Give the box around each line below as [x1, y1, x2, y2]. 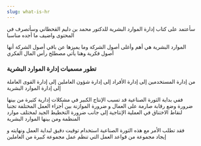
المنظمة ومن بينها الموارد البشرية [7, 115, 80, 122]
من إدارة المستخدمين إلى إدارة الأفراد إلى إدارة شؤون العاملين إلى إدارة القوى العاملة [7, 78, 196, 85]
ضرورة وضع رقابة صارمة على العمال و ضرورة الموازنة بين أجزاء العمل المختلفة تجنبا [7, 102, 193, 109]
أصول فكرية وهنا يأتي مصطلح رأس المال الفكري [7, 49, 114, 57]
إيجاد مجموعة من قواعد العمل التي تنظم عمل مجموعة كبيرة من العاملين [7, 133, 166, 140]
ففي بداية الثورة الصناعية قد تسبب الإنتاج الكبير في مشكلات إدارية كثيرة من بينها [7, 96, 183, 103]
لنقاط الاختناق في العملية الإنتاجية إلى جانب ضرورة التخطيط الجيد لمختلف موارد [7, 108, 182, 115]
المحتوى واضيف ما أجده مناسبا [7, 31, 74, 39]
